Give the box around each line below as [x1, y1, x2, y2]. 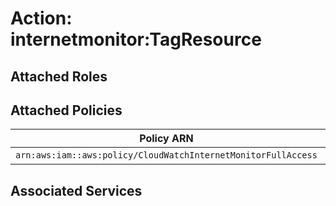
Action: [10, 7, 73, 30]
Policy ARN [139, 132, 194, 146]
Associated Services [10, 182, 143, 199]
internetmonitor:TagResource [10, 28, 262, 51]
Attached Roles [10, 68, 108, 85]
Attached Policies [10, 102, 123, 119]
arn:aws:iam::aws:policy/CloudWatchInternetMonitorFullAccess [15, 150, 318, 161]
